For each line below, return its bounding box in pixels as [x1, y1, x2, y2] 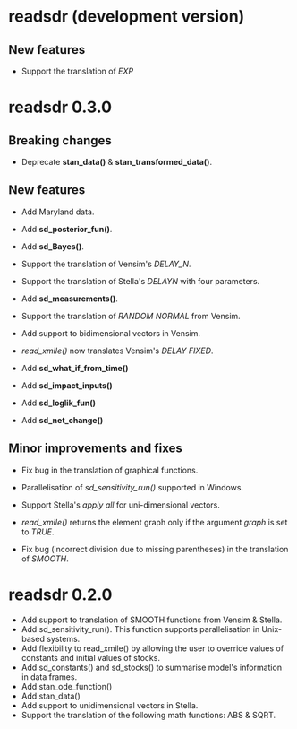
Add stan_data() [21, 690, 81, 701]
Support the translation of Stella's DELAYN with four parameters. [21, 275, 260, 286]
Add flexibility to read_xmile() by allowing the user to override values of [21, 643, 284, 654]
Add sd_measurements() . [21, 293, 118, 304]
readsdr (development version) [8, 6, 245, 27]
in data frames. [21, 671, 78, 682]
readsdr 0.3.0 [8, 97, 113, 117]
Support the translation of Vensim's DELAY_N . [21, 258, 191, 269]
